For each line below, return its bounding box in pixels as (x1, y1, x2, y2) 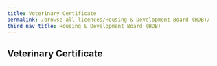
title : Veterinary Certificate (7, 10, 97, 17)
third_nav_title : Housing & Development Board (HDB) (7, 22, 161, 29)
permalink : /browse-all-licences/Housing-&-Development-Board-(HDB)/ (7, 16, 211, 23)
